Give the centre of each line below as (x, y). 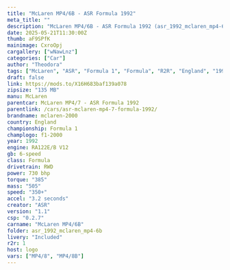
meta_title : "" (29, 20)
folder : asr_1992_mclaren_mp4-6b (55, 231)
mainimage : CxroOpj (35, 45)
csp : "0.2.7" (26, 218)
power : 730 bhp (29, 173)
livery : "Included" (35, 237)
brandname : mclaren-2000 (42, 115)
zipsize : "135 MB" (33, 90)
